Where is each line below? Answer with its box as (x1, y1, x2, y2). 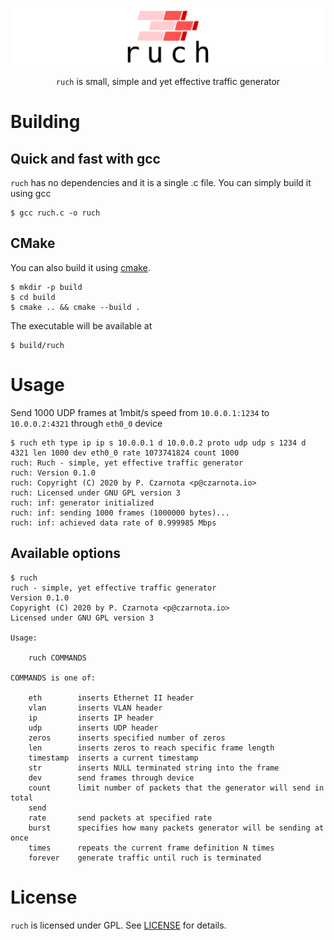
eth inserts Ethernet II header (28, 693, 195, 703)
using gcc (10, 188, 52, 200)
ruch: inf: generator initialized (10, 498, 155, 508)
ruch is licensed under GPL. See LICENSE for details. (10, 919, 227, 931)
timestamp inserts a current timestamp (28, 753, 199, 763)
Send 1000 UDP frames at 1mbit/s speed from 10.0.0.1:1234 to (10, 406, 270, 418)
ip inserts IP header (28, 713, 155, 723)
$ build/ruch (10, 340, 65, 350)
